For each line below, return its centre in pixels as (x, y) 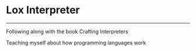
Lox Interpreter (43, 10)
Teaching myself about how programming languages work (76, 42)
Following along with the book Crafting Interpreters (67, 31)
